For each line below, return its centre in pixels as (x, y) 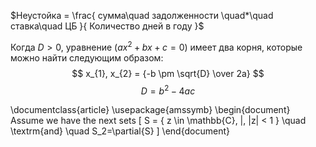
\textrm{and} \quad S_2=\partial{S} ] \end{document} (120, 131)
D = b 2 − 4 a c (168, 90)
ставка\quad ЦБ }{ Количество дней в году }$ (107, 26)
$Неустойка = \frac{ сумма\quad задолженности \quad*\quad (142, 15)
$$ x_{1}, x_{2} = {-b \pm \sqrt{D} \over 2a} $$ (168, 73)
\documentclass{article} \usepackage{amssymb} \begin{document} (150, 110)
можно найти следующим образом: (87, 57)
